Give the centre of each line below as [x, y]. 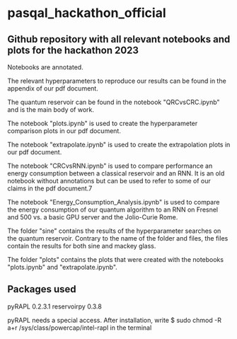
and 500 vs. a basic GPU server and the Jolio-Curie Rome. [93, 217]
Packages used [42, 289]
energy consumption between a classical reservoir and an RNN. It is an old [116, 173]
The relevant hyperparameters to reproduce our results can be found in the [117, 81]
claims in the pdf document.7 [50, 188]
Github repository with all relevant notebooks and [119, 39]
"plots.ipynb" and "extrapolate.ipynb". [63, 267]
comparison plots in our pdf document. [64, 131]
